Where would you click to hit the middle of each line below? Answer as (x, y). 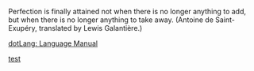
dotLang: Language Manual (53, 43)
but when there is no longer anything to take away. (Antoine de (111, 20)
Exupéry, (23, 28)
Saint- (225, 20)
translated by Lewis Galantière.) (90, 28)
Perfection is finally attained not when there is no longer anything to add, (127, 11)
